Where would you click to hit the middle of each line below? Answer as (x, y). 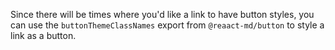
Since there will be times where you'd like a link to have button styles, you (162, 14)
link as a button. (43, 35)
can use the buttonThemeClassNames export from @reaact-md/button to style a (167, 25)
